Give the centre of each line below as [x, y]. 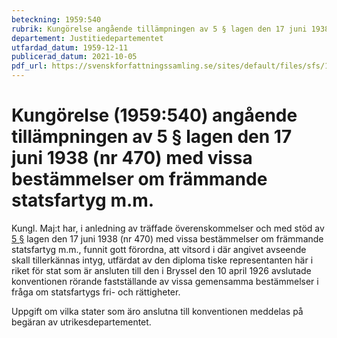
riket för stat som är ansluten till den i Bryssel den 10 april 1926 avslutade [161, 270]
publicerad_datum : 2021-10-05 [74, 57]
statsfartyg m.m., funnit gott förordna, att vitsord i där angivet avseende [159, 249]
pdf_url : [29, 66]
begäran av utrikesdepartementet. [81, 322]
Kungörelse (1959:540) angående [154, 115]
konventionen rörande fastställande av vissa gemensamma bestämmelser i [165, 281]
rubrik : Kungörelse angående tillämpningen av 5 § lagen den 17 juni [159, 29]
